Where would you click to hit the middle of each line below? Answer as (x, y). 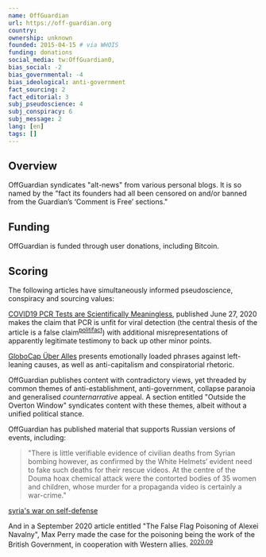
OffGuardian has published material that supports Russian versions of (122, 429)
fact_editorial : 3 (39, 97)
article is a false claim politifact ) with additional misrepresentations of (118, 332)
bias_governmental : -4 (46, 75)
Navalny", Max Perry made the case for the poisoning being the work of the (132, 534)
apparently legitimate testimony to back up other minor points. (110, 340)
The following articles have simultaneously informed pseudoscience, (121, 290)
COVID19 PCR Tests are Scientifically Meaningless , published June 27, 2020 (133, 314)
